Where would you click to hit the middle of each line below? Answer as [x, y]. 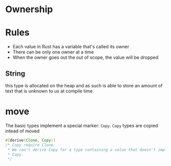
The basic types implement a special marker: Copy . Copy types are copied [82, 125]
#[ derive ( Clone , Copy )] [31, 140]
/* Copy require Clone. [31, 145]
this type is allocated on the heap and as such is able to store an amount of [84, 85]
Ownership [29, 9]
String [15, 73]
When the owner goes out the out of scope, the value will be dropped [85, 57]
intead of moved [22, 131]
